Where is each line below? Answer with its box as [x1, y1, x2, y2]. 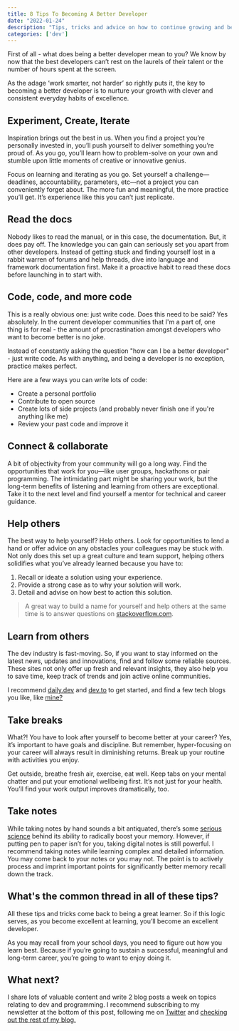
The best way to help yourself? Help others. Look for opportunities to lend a [7, 536, 230, 545]
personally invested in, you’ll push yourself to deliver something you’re [7, 141, 215, 150]
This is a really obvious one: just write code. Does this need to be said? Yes [7, 309, 228, 318]
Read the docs [7, 213, 73, 225]
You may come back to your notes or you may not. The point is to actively [7, 854, 223, 863]
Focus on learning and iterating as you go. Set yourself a [7, 170, 173, 179]
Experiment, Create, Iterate [7, 115, 130, 127]
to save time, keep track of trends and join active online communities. [7, 672, 211, 681]
